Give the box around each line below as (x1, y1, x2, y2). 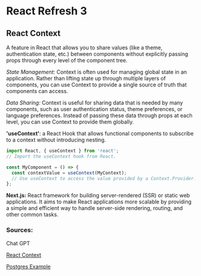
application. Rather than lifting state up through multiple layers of (6, 75, 166, 82)
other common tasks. (6, 211, 59, 218)
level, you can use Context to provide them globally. (6, 118, 134, 125)
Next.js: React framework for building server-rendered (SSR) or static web (6, 192, 190, 199)
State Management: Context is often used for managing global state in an (6, 68, 187, 76)
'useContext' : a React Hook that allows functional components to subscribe (6, 130, 194, 137)
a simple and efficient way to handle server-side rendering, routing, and (6, 205, 183, 212)
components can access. (6, 88, 69, 94)
